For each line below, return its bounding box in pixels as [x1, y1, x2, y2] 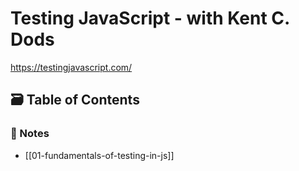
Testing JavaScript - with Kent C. [10, 7, 290, 30]
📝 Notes [10, 127, 50, 141]
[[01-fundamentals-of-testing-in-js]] [24, 149, 175, 161]
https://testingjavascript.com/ [10, 61, 133, 73]
